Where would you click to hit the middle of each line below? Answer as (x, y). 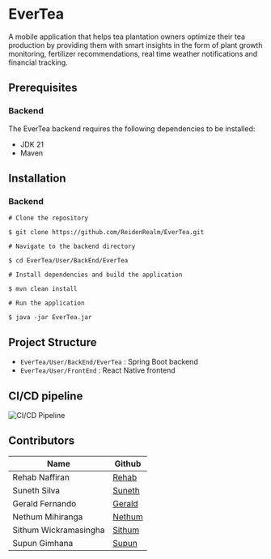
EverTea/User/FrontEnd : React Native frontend (97, 370)
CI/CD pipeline (46, 396)
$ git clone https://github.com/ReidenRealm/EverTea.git (106, 233)
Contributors (42, 441)
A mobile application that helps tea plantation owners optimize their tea (127, 36)
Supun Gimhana (43, 543)
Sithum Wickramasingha (59, 530)
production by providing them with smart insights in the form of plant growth (135, 45)
